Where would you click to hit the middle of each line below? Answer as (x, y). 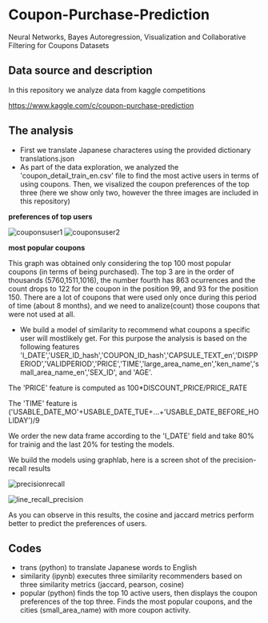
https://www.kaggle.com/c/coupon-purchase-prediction (101, 105)
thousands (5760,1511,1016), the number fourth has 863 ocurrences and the (132, 280)
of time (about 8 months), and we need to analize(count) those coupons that (134, 305)
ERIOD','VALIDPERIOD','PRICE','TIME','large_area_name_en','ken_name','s (139, 364)
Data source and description (81, 71)
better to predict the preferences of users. (78, 523)
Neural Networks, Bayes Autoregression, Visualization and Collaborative (127, 37)
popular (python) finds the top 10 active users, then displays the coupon (138, 593)
